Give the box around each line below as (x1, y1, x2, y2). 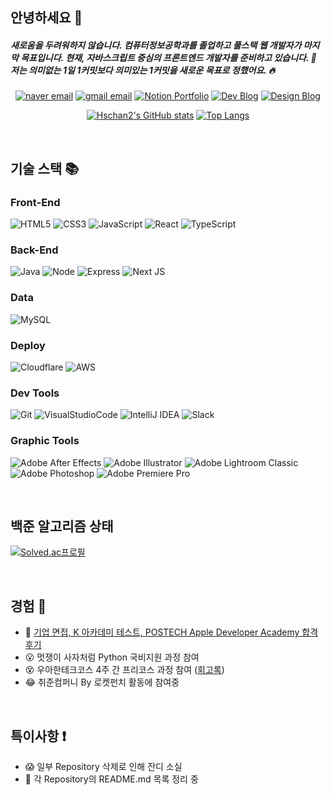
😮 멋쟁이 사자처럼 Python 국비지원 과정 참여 (24, 651, 200, 663)
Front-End (10, 195, 61, 209)
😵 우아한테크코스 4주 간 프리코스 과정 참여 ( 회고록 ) (24, 664, 225, 676)
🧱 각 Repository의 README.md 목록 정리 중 (24, 773, 199, 785)
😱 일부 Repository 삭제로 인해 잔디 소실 (24, 760, 183, 772)
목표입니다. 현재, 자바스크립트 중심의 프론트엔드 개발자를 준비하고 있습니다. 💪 (20, 51, 317, 63)
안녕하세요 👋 (10, 9, 83, 27)
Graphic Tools (10, 434, 80, 448)
